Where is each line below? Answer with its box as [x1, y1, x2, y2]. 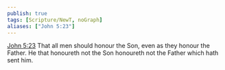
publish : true [7, 10, 48, 17]
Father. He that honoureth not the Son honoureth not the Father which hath [7, 49, 219, 57]
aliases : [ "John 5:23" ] [7, 23, 75, 30]
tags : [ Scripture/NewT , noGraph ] [7, 16, 103, 23]
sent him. [7, 56, 34, 65]
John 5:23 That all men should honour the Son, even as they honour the [7, 42, 211, 50]
